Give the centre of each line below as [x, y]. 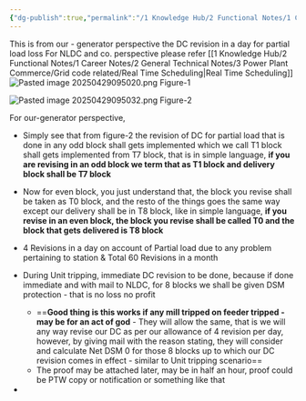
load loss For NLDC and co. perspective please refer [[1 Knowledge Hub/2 [148, 53]
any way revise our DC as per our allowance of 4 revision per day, [160, 331]
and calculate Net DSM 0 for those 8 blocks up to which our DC [155, 350]
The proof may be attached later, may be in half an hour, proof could [164, 370]
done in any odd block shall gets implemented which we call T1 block [152, 145]
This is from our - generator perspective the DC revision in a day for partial [149, 44]
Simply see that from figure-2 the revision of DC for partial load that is [153, 135]
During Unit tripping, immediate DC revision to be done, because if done [158, 275]
